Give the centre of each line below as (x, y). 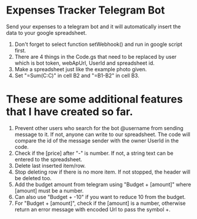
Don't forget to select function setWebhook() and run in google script (98, 44)
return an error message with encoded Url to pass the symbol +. (92, 209)
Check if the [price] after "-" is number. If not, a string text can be (94, 153)
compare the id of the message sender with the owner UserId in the (97, 140)
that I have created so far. (70, 112)
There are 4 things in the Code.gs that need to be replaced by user (96, 57)
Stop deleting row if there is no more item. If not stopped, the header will (102, 172)
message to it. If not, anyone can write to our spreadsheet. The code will (102, 134)
